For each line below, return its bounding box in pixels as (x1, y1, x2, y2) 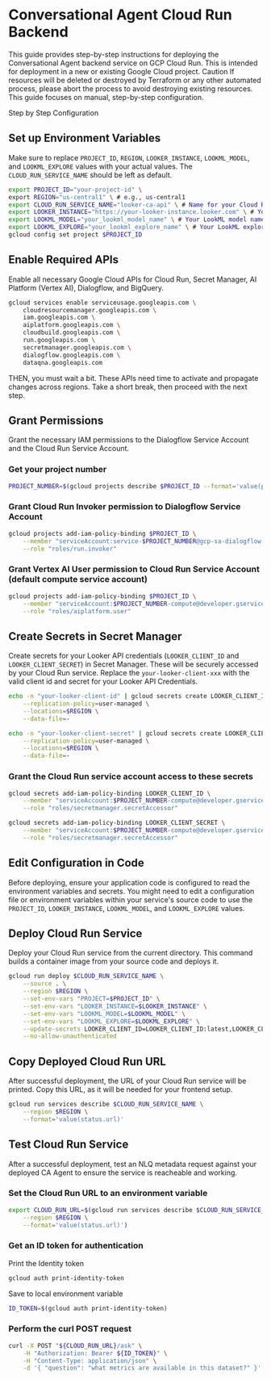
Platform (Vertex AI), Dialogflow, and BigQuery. (8, 282, 164, 292)
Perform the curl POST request (8, 1324, 131, 1335)
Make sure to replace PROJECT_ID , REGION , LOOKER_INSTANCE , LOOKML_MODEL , (8, 153, 250, 162)
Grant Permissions (8, 413, 104, 427)
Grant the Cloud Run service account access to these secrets (8, 771, 254, 782)
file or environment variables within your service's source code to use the (8, 894, 253, 905)
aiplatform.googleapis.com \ (23, 321, 121, 329)
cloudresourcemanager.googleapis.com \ (23, 306, 157, 314)
